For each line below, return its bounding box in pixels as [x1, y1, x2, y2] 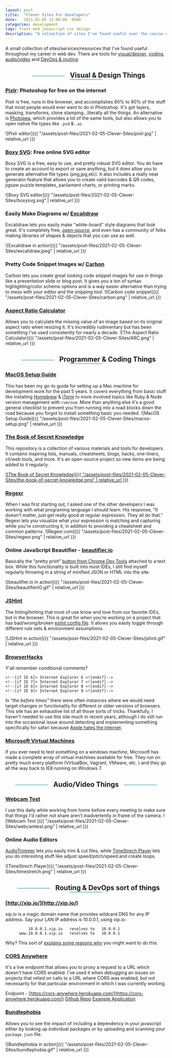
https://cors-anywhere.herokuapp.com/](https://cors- [30, 990, 144, 997]
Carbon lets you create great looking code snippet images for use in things [5, 272, 163, 278]
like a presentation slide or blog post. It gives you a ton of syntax [5, 277, 142, 284]
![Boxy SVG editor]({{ [5, 191, 50, 198]
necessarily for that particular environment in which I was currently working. [5, 981, 166, 987]
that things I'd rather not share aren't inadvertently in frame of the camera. [5, 812, 162, 819]
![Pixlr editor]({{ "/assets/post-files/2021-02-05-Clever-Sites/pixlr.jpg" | [5, 130, 157, 136]
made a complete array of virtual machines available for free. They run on [5, 754, 161, 761]
